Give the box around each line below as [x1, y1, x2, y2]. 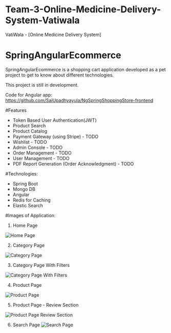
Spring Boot [12, 181, 38, 187]
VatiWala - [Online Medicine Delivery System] [5, 31, 101, 37]
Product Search [12, 122, 46, 129]
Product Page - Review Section [12, 302, 79, 308]
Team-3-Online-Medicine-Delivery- [5, 4, 161, 15]
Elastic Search [12, 202, 44, 208]
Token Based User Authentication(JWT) [12, 117, 97, 123]
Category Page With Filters [12, 262, 70, 268]
